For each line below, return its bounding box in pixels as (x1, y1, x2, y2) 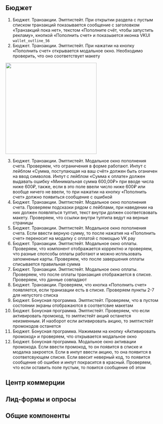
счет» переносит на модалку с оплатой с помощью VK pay (12, 235, 135, 241)
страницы (12, 220, 33, 226)
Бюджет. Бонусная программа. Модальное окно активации (12, 338, 136, 344)
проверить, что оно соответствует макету (12, 53, 100, 59)
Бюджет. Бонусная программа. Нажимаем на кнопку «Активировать (12, 328, 156, 334)
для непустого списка (12, 292, 58, 298)
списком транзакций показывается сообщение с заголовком (12, 22, 140, 28)
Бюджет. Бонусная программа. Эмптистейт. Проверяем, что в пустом (12, 297, 159, 303)
